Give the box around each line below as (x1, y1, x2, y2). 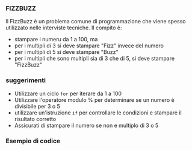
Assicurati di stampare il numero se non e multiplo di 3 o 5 (14, 122, 159, 129)
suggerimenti (5, 76, 46, 84)
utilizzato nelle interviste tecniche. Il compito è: (5, 24, 122, 31)
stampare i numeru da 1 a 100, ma (14, 36, 98, 43)
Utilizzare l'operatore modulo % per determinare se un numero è (14, 96, 175, 103)
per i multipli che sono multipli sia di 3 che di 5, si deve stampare (14, 55, 175, 62)
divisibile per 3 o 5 (14, 102, 61, 110)
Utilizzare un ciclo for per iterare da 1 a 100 (14, 90, 122, 97)
